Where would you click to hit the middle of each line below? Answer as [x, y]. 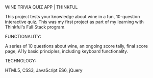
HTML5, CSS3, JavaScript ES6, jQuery [44, 70]
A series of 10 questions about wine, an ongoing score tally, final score [76, 46]
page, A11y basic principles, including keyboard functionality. [67, 51]
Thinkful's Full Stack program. [35, 27]
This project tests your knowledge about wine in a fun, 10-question [73, 16]
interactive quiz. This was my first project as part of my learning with [74, 22]
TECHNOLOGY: [21, 61]
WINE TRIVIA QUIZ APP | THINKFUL [41, 7]
